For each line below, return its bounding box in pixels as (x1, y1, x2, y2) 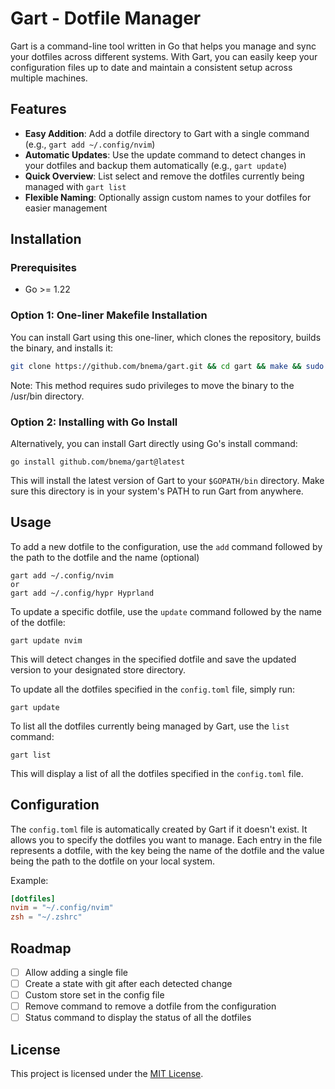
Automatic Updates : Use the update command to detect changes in (24, 148, 307, 161)
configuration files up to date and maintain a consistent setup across (10, 61, 293, 73)
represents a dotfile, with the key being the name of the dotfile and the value (10, 844, 325, 856)
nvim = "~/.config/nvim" (10, 903, 114, 913)
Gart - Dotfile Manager (10, 7, 202, 30)
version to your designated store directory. (10, 663, 187, 676)
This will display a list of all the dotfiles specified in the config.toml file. (10, 767, 304, 779)
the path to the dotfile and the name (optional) (10, 551, 200, 563)
